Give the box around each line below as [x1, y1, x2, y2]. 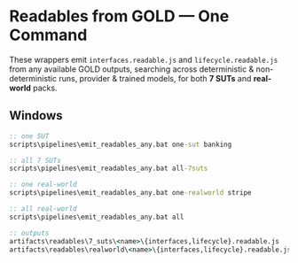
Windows [9, 108, 63, 123]
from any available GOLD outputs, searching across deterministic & [9, 64, 255, 74]
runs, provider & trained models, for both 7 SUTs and [59, 73, 252, 83]
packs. [32, 82, 58, 93]
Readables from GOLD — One [9, 6, 230, 27]
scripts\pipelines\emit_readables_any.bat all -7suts [9, 164, 208, 174]
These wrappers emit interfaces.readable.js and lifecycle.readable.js [9, 54, 278, 65]
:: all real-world [9, 205, 77, 213]
